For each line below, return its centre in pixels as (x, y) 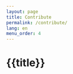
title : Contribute (29, 17)
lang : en (17, 28)
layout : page (22, 12)
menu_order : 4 (24, 34)
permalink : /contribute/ (37, 22)
